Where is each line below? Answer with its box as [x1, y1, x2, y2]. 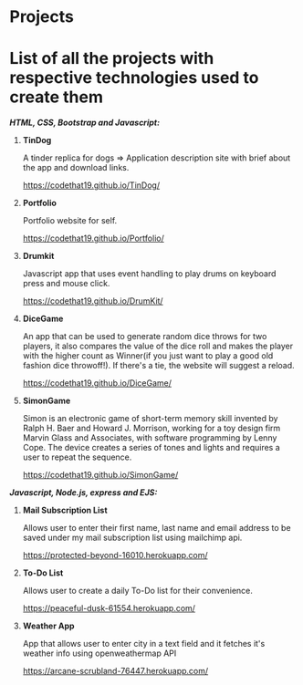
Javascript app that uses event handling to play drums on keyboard [22, 268, 277, 279]
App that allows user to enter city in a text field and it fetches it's [22, 638, 266, 649]
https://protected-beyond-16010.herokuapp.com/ [22, 550, 208, 561]
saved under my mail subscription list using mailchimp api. [22, 532, 243, 544]
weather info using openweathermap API [22, 648, 177, 659]
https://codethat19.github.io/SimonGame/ [22, 470, 179, 481]
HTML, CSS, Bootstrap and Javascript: [9, 117, 161, 129]
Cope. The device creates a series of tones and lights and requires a [22, 442, 280, 453]
